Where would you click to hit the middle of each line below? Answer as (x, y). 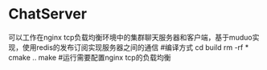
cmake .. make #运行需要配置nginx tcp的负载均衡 (90, 57)
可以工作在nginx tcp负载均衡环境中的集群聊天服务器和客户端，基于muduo (130, 37)
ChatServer (47, 14)
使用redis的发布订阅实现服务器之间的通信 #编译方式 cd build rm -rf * (136, 47)
